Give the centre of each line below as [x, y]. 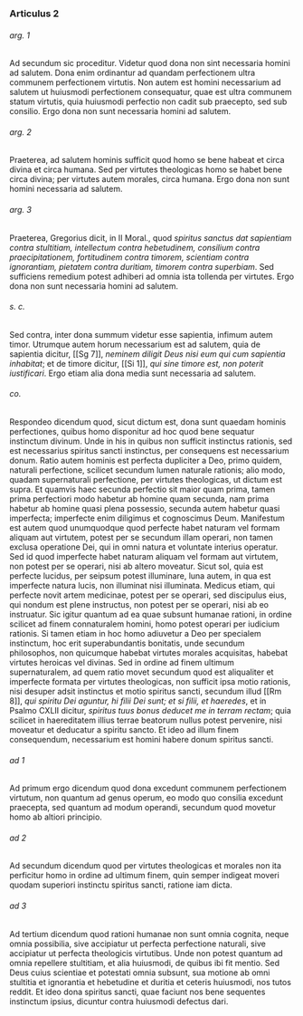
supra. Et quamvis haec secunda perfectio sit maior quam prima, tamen [142, 489]
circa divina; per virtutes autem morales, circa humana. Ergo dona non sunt [149, 179]
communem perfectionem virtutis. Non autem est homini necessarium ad [145, 82]
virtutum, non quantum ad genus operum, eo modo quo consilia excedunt [146, 798]
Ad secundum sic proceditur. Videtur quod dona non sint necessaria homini [150, 63]
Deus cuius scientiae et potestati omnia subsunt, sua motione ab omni [140, 973]
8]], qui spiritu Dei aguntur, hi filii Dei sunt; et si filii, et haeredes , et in [138, 701]
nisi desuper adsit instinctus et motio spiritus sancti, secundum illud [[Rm [146, 691]
